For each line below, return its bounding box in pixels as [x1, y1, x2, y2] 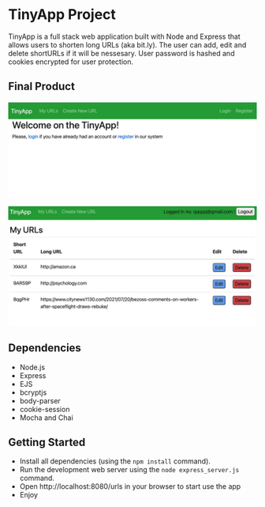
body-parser [19, 395, 61, 405]
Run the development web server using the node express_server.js [19, 465, 240, 475]
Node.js [19, 362, 46, 372]
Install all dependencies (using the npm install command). [19, 456, 211, 466]
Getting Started [8, 436, 86, 449]
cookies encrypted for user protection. [8, 57, 134, 66]
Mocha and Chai [19, 413, 73, 422]
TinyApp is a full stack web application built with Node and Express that [8, 32, 241, 41]
